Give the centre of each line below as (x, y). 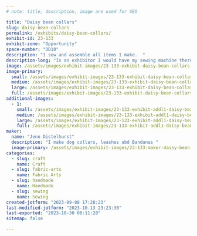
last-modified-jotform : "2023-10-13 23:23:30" (64, 208)
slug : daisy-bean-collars (38, 28)
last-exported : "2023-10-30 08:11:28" (53, 213)
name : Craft (31, 164)
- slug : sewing (30, 191)
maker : (14, 132)
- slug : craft (28, 159)
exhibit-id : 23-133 (30, 39)
